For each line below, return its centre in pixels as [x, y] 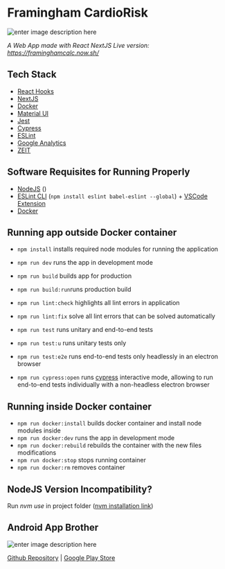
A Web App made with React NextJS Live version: [79, 45]
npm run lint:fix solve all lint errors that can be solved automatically [116, 316]
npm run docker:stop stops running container [82, 460]
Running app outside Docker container [92, 233]
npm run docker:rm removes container [71, 467]
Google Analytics [42, 143]
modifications [37, 453]
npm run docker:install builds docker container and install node [109, 423]
